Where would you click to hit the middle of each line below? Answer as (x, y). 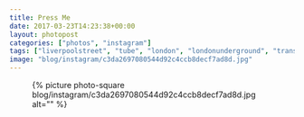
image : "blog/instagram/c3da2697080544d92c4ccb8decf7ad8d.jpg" (131, 59)
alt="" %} (50, 104)
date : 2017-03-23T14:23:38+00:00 (72, 26)
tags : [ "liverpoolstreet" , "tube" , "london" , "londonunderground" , (139, 51)
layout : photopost (44, 34)
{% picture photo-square (78, 85)
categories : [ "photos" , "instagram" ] (81, 43)
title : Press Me (40, 18)
